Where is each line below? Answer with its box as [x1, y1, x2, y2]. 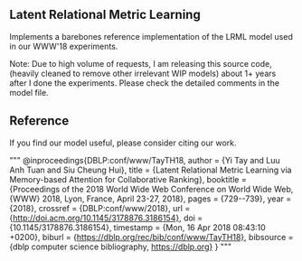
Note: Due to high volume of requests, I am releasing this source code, [9, 58, 273, 69]
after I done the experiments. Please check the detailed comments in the [9, 77, 280, 89]
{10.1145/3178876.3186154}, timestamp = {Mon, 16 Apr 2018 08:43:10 [9, 221, 267, 233]
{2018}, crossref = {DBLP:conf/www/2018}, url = [9, 202, 191, 213]
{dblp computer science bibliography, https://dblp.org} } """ [9, 241, 232, 252]
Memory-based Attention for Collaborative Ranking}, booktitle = [9, 173, 247, 184]
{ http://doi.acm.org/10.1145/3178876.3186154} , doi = [9, 212, 203, 223]
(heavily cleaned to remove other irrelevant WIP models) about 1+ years [9, 68, 277, 79]
